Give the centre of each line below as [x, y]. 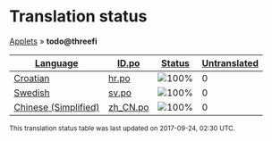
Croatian [32, 78]
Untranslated [230, 62]
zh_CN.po [129, 107]
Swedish [32, 93]
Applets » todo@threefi [53, 41]
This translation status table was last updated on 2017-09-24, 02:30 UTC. [122, 128]
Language [56, 62]
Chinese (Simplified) [57, 107]
